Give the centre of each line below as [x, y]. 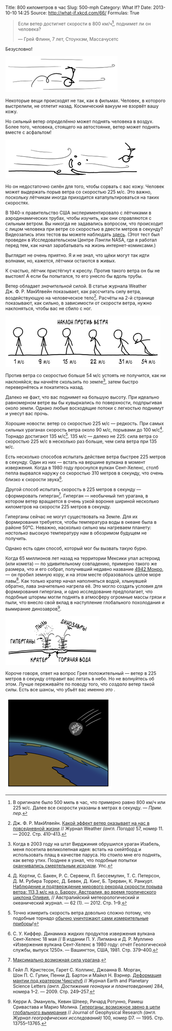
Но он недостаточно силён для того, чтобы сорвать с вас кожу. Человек [85, 186]
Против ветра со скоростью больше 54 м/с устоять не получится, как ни [86, 376]
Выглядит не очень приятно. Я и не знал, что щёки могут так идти [77, 255]
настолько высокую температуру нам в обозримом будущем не [76, 533]
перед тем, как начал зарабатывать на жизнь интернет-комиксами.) [81, 245]
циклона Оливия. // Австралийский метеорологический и [76, 897]
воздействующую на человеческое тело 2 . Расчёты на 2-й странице [80, 297]
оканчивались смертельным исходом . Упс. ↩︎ [62, 865]
